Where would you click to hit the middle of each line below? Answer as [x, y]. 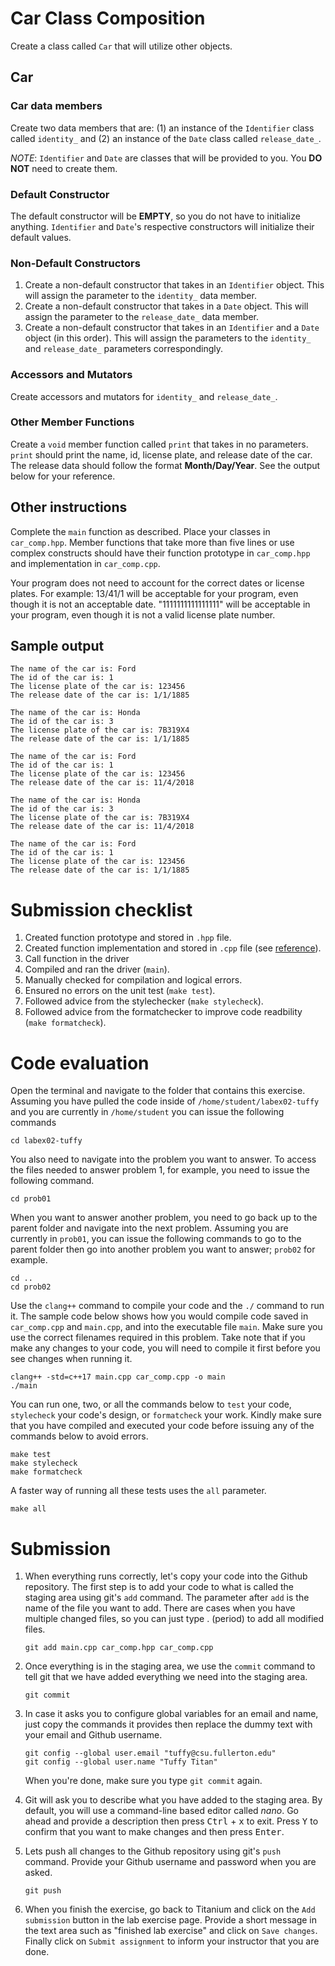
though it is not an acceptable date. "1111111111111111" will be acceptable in [160, 604]
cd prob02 [31, 1287]
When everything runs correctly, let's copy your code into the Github [166, 1576]
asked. [38, 1873]
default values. [41, 237]
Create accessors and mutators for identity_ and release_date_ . [144, 396]
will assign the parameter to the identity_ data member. [140, 296]
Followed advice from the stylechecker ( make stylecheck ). [144, 1001]
